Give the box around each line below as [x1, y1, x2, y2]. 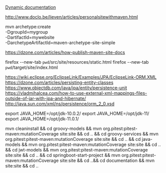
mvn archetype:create [5, 24, 51, 30]
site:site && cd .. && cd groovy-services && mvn [59, 131, 159, 137]
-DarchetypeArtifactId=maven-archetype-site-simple [5, 40, 116, 46]
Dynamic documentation [5, 5, 56, 10]
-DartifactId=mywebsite [5, 35, 55, 40]
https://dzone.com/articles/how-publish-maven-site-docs [5, 50, 125, 55]
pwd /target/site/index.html [5, 65, 58, 70]
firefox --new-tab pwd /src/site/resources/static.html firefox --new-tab [5, 59, 149, 65]
